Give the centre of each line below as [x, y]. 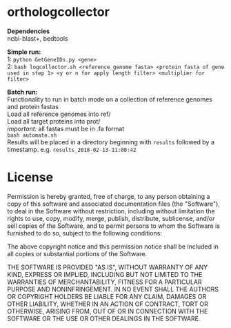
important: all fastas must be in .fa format [66, 128]
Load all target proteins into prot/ [54, 121]
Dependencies [29, 31]
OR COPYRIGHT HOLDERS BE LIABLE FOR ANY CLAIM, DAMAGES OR [107, 296]
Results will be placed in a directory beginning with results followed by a [111, 142]
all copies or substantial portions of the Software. [77, 253]
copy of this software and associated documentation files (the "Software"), [114, 204]
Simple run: [24, 52]
